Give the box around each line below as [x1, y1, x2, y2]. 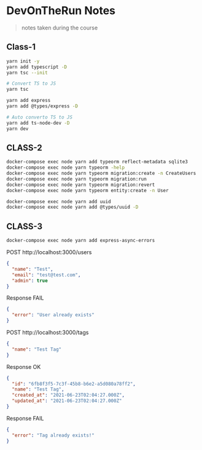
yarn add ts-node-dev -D [6, 120, 70, 126]
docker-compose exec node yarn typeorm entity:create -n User [6, 187, 169, 193]
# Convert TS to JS [6, 80, 56, 87]
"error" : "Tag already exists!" [12, 432, 95, 438]
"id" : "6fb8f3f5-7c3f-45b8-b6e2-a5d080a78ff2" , [12, 381, 136, 387]
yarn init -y [6, 58, 40, 64]
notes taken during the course [21, 24, 98, 31]
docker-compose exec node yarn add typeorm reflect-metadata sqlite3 [6, 159, 188, 165]
